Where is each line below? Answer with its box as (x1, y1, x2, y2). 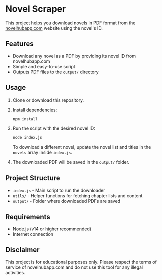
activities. (5, 269, 25, 275)
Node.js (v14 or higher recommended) (12, 226, 92, 232)
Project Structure (5, 174, 60, 182)
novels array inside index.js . (12, 149, 73, 156)
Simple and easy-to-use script (12, 63, 75, 69)
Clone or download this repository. (12, 97, 84, 103)
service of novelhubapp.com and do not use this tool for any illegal (5, 264, 143, 270)
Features (5, 40, 34, 48)
